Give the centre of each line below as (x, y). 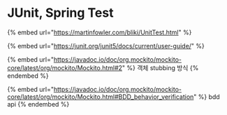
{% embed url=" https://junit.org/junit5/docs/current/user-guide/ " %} (106, 46)
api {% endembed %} (38, 104)
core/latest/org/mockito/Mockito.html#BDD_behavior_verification (101, 97)
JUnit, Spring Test (60, 13)
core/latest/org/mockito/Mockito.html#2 (65, 67)
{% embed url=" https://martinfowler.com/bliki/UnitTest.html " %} (100, 32)
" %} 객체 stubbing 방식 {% (160, 67)
